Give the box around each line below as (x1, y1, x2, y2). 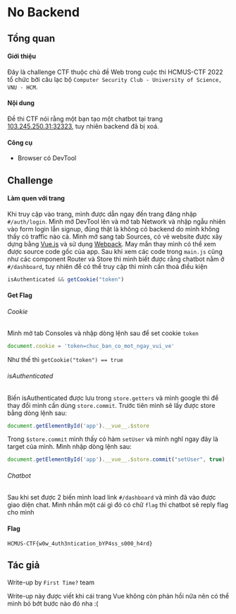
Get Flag (7, 291, 33, 300)
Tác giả (7, 559, 40, 572)
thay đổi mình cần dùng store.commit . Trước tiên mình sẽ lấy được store (7, 401, 216, 409)
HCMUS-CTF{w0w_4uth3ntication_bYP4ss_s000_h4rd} (7, 540, 153, 547)
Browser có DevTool (17, 154, 77, 162)
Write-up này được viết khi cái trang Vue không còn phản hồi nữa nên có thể (7, 591, 230, 600)
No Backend (7, 4, 80, 20)
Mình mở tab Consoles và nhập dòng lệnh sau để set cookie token (7, 329, 199, 337)
